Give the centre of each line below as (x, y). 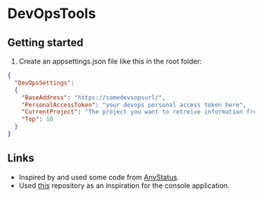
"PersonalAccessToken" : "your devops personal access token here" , (134, 105)
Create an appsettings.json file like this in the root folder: (110, 61)
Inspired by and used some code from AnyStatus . (99, 177)
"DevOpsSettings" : (45, 83)
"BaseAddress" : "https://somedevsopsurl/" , (94, 97)
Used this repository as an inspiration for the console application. (124, 185)
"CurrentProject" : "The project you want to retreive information (132, 112)
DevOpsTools (52, 14)
